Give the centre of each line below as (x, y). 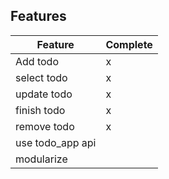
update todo (44, 94)
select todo (41, 77)
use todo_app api (56, 142)
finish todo (40, 110)
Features (38, 16)
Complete (129, 44)
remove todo (45, 126)
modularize (41, 159)
